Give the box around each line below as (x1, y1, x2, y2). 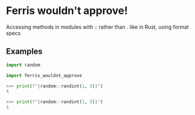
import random (6, 62, 41, 68)
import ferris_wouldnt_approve (6, 72, 82, 78)
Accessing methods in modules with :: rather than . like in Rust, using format (6, 23, 189, 30)
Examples (6, 47, 43, 57)
